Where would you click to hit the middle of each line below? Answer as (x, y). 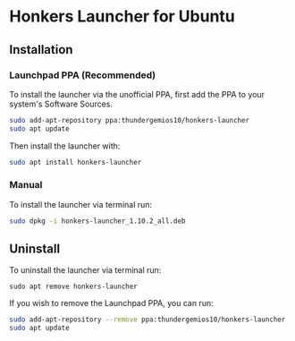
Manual (26, 185)
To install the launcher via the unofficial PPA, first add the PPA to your (137, 94)
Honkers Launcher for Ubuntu (122, 17)
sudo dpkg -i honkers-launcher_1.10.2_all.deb (97, 221)
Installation (41, 50)
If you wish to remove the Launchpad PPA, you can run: (111, 303)
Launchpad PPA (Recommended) (83, 75)
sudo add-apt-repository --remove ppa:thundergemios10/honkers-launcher (147, 320)
